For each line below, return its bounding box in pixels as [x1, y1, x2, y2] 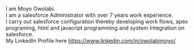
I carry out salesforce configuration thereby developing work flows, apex [5, 18, 189, 25]
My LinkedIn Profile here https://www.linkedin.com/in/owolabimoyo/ [5, 37, 176, 44]
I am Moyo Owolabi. [5, 5, 56, 12]
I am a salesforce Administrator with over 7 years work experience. [5, 11, 174, 19]
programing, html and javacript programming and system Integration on [5, 24, 185, 31]
